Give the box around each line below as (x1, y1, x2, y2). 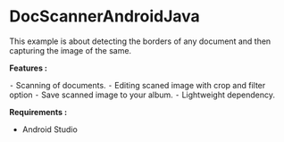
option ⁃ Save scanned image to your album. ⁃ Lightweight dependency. (9, 89, 275, 100)
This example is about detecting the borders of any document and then (9, 36, 271, 46)
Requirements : (9, 106, 68, 117)
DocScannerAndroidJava (9, 6, 201, 27)
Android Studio (21, 123, 78, 135)
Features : (9, 63, 47, 73)
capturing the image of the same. (9, 45, 132, 55)
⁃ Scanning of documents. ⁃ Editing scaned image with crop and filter (9, 79, 266, 90)
